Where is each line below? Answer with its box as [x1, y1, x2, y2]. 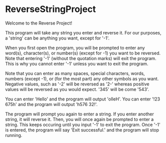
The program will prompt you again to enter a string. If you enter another [5, 111, 154, 117]
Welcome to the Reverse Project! [5, 20, 72, 26]
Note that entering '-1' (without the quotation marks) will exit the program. [5, 55, 157, 61]
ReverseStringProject [5, 3, 96, 15]
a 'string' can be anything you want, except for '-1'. [5, 35, 110, 41]
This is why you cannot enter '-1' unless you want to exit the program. [5, 60, 149, 66]
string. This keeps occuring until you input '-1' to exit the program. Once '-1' [5, 121, 161, 127]
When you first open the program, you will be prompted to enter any [5, 44, 145, 50]
